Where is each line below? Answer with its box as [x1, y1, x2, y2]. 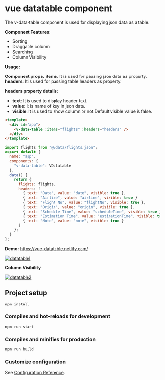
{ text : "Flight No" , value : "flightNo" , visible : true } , [23, 200, 146, 205]
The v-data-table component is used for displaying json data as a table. [5, 19, 150, 25]
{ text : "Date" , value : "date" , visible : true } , [23, 191, 126, 196]
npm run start [5, 324, 34, 329]
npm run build [5, 347, 34, 352]
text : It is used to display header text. [12, 97, 88, 104]
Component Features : [5, 29, 51, 35]
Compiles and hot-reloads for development [5, 313, 110, 320]
